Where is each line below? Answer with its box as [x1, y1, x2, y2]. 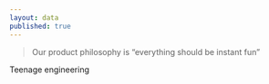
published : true [9, 22, 71, 31]
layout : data [9, 13, 59, 23]
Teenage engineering [9, 64, 89, 75]
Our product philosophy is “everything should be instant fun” [31, 46, 261, 57]
